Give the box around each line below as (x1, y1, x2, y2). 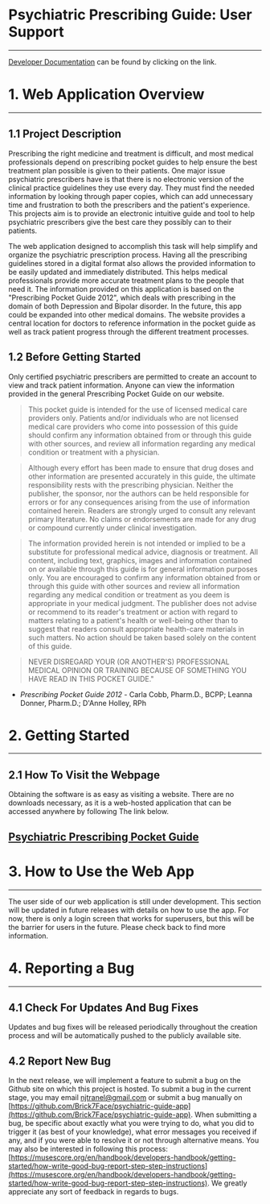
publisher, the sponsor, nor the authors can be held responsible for (27, 488, 250, 498)
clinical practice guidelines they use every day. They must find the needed (8, 183, 255, 193)
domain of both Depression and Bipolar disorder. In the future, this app (8, 301, 243, 311)
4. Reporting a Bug (8, 959, 135, 977)
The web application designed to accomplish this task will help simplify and (8, 241, 259, 251)
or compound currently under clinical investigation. (27, 522, 198, 533)
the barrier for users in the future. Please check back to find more (8, 922, 227, 932)
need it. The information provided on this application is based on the (8, 284, 235, 293)
